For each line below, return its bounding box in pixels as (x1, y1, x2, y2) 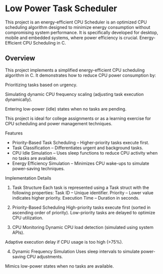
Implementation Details (5, 175, 51, 181)
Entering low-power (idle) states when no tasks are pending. (5, 106, 127, 112)
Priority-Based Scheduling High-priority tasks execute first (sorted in (12, 204, 151, 210)
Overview (5, 54, 36, 63)
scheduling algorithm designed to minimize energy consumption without (5, 24, 150, 30)
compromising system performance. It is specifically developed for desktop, (5, 29, 159, 35)
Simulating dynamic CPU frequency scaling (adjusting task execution (5, 91, 144, 97)
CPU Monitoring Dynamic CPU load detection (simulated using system (12, 224, 154, 230)
